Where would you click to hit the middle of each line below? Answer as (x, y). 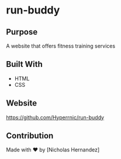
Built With (24, 64)
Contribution (30, 136)
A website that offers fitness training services (61, 46)
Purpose (22, 32)
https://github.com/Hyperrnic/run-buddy (55, 117)
